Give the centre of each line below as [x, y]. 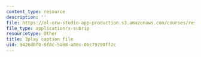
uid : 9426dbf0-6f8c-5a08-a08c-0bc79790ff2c [61, 45]
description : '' [26, 17]
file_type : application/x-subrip [48, 28]
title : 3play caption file [40, 39]
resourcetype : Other [32, 34]
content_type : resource [36, 12]
